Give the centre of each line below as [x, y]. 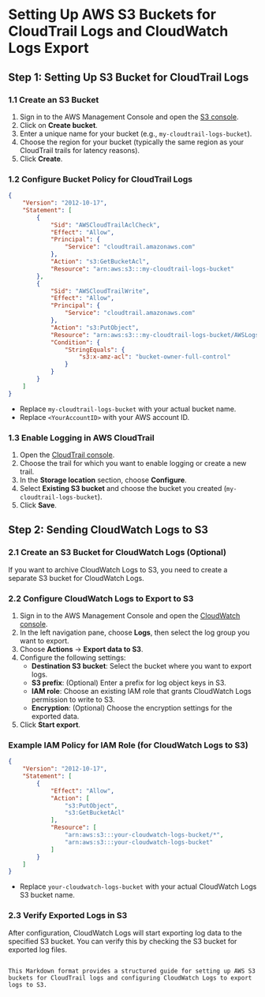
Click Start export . [50, 725]
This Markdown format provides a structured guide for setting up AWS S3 [132, 971]
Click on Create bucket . [59, 125]
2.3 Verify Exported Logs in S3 [68, 916]
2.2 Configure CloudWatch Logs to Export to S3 [101, 598]
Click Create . [41, 159]
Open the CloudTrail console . [67, 455]
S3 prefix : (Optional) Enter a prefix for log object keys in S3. [129, 682]
